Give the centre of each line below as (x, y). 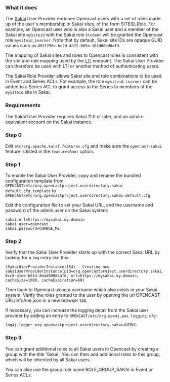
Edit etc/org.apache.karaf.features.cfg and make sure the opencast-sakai (84, 146)
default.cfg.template (28, 191)
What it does (21, 8)
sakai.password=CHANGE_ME (32, 229)
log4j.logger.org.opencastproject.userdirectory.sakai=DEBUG (71, 325)
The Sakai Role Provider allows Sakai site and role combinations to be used (83, 76)
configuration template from (34, 181)
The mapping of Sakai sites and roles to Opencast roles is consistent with (82, 55)
